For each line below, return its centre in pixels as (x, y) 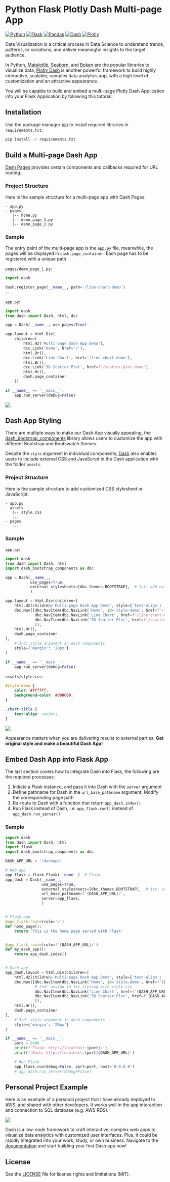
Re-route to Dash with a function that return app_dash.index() (77, 803)
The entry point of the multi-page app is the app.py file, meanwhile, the (79, 248)
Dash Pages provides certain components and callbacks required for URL (82, 167)
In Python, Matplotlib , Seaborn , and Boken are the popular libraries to (77, 65)
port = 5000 (27, 1043)
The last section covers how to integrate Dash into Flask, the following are (82, 771)
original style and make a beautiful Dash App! (54, 743)
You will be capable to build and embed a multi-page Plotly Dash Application (85, 91)
